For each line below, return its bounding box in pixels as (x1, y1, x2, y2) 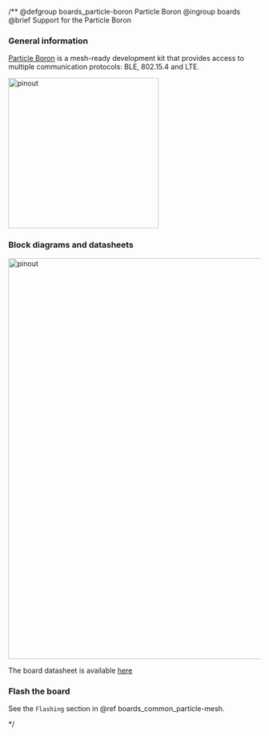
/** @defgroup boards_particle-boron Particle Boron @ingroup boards (8, 7, 241, 16)
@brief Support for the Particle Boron (8, 15, 132, 25)
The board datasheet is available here (8, 665, 133, 675)
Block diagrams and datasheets (8, 240, 134, 251)
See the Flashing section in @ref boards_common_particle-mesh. (8, 703, 225, 713)
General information (8, 35, 88, 47)
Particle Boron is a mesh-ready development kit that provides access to (8, 54, 244, 63)
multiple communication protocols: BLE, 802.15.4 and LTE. (8, 62, 200, 71)
